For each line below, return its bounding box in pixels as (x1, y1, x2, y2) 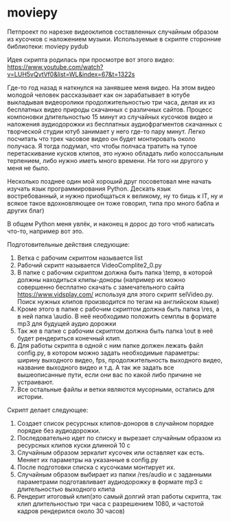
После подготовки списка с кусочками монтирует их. (16, 463, 176, 471)
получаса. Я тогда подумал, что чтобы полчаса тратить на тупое (7, 142, 198, 150)
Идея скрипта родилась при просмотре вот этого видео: (7, 55, 174, 63)
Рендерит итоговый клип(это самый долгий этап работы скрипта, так (16, 492, 222, 500)
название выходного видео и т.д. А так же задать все (16, 363, 174, 371)
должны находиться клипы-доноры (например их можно (16, 275, 185, 283)
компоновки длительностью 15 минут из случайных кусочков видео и (7, 112, 213, 121)
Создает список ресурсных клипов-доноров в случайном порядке (16, 419, 214, 427)
